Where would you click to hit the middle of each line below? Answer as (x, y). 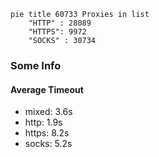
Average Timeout (47, 89)
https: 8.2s (47, 133)
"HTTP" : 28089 (60, 23)
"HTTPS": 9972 (57, 32)
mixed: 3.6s (48, 112)
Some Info (36, 65)
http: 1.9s (43, 122)
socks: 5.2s (48, 144)
